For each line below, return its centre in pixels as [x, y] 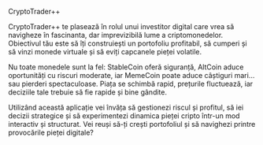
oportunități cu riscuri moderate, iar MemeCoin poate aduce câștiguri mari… [131, 75]
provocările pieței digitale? [51, 132]
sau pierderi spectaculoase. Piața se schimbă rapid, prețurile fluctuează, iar [131, 84]
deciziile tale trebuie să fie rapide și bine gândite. [88, 92]
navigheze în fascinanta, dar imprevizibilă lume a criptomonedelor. [116, 35]
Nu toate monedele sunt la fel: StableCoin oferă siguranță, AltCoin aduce [126, 67]
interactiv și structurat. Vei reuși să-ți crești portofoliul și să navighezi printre [132, 124]
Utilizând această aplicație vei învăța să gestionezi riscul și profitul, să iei [126, 107]
